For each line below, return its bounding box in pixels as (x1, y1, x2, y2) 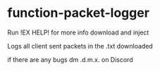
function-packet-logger (7, 5, 150, 21)
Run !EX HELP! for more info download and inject (7, 28, 149, 37)
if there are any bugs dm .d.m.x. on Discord (7, 55, 133, 64)
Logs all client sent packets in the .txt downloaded (7, 41, 153, 50)
